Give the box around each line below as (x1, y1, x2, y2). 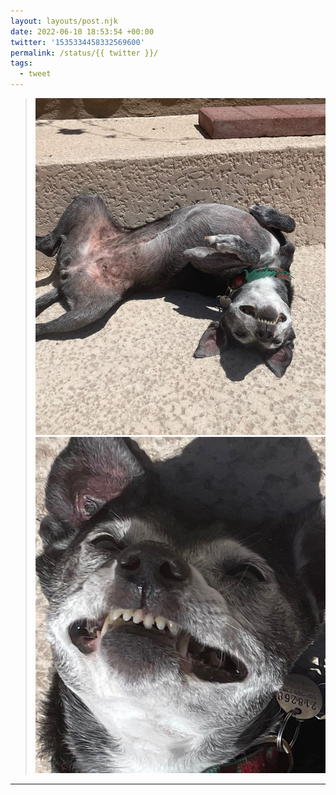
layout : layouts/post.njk (10, 16, 118, 26)
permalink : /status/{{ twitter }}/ (10, 48, 159, 58)
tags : (10, 58, 33, 69)
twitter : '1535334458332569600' (10, 37, 145, 47)
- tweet (19, 69, 52, 79)
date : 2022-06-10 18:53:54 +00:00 (10, 26, 155, 37)
